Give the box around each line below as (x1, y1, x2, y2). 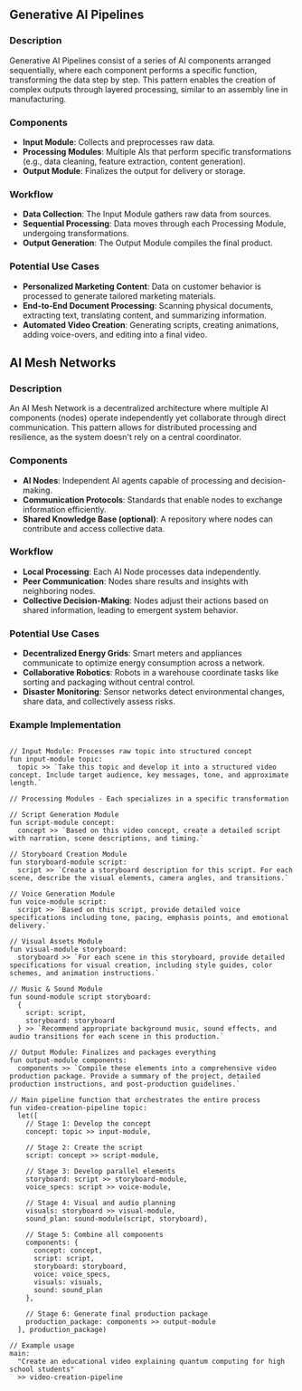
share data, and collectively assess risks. (22, 696, 176, 707)
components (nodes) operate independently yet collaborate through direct (9, 412, 287, 424)
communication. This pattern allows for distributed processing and (9, 422, 258, 433)
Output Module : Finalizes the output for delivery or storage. (22, 165, 246, 176)
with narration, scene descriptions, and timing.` (9, 834, 204, 843)
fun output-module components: (9, 1056, 127, 1065)
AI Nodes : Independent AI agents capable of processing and (22, 475, 250, 485)
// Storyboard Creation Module (9, 850, 127, 859)
